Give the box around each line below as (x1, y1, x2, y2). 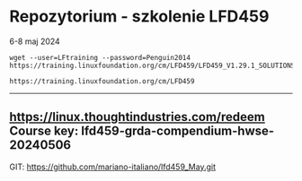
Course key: (9, 124, 79, 139)
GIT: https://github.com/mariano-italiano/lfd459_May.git (9, 161, 216, 172)
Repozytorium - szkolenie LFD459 (9, 6, 270, 27)
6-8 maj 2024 (9, 36, 60, 47)
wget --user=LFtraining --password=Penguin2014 (9, 53, 191, 62)
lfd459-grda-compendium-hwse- (80, 124, 275, 139)
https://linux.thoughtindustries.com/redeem (9, 109, 265, 125)
